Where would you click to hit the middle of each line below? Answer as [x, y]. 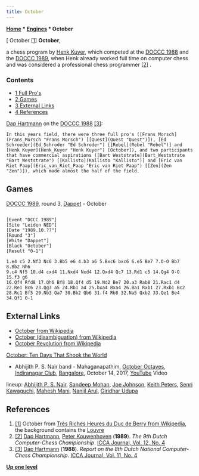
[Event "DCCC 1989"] [32, 220]
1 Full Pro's [28, 92]
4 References [31, 112]
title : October [25, 12]
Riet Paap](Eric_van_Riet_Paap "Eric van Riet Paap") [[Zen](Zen [89, 166]
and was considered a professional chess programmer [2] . [79, 64]
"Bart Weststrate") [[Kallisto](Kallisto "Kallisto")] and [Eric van [94, 160]
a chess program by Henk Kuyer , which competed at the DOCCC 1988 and [97, 52]
